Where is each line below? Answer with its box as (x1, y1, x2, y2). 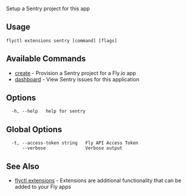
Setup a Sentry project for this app (6, 5, 90, 12)
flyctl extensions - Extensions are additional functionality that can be (14, 177, 182, 184)
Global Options (6, 124, 63, 135)
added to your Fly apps (14, 183, 71, 191)
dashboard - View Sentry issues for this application (14, 76, 140, 83)
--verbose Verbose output (21, 145, 123, 151)
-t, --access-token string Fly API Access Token (11, 140, 139, 146)
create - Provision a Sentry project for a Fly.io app (14, 69, 136, 76)
